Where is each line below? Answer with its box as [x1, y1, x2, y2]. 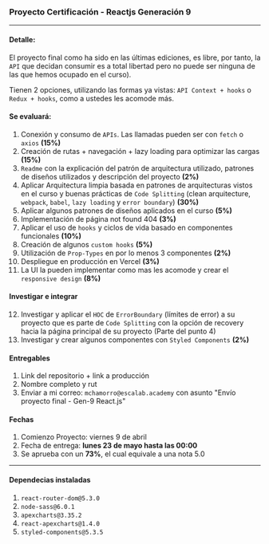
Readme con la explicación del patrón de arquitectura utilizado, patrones [20, 163, 255, 173]
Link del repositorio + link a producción [20, 371, 150, 380]
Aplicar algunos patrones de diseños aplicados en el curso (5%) [20, 206, 232, 215]
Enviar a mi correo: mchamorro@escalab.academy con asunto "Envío [20, 388, 236, 397]
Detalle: [9, 34, 36, 44]
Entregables [9, 353, 50, 363]
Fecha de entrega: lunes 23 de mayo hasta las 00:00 [20, 441, 198, 451]
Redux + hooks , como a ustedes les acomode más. [9, 93, 175, 103]
